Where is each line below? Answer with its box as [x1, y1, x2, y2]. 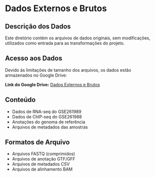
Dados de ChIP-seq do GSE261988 [12, 113, 82, 119]
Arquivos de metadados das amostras [12, 124, 88, 130]
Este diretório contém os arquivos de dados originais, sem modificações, [5, 35, 151, 41]
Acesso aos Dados [5, 54, 62, 63]
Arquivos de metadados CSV [12, 161, 70, 167]
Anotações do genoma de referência [12, 119, 86, 125]
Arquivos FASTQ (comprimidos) [12, 151, 75, 157]
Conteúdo [5, 96, 36, 104]
